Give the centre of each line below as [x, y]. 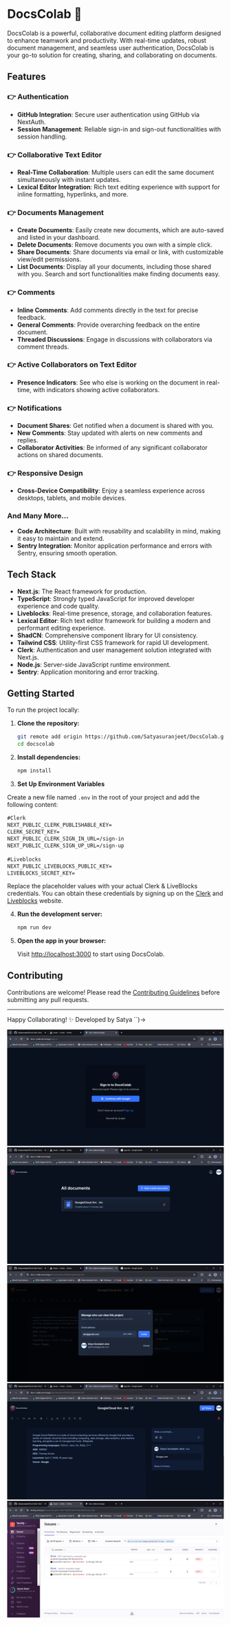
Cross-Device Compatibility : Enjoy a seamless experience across [111, 491]
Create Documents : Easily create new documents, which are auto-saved [120, 230]
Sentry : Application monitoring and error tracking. [88, 672]
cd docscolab [36, 744]
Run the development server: [60, 914]
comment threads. [43, 347]
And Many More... [38, 516]
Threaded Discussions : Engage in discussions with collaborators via [114, 339]
